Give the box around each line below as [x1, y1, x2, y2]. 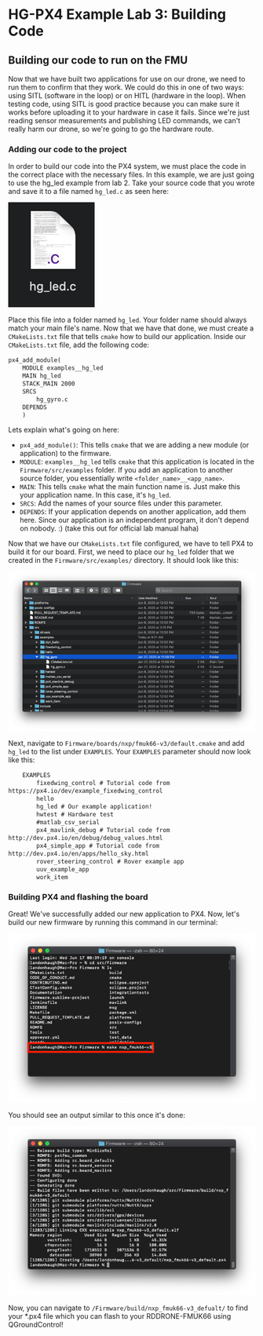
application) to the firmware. [19, 449, 111, 458]
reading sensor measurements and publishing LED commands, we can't [8, 116, 241, 125]
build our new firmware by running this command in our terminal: [8, 918, 218, 927]
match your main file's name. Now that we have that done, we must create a [8, 323, 254, 333]
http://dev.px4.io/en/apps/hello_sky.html [8, 850, 149, 858]
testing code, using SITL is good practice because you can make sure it [8, 100, 239, 108]
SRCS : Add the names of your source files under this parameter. [19, 498, 223, 508]
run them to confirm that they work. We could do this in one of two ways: [8, 82, 245, 92]
